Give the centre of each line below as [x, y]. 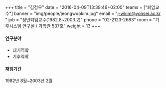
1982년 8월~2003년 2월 [29, 81]
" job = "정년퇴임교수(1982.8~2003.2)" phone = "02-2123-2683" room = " [80, 20]
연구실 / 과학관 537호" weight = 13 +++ [61, 26]
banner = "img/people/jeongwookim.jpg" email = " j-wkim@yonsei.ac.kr [87, 13]
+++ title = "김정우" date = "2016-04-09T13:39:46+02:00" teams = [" [76, 7]
